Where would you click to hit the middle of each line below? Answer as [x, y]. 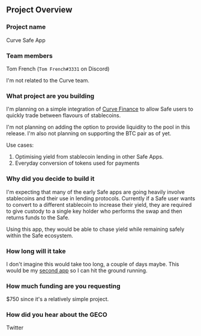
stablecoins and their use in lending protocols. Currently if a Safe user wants [101, 198]
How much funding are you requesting [64, 286]
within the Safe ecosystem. [40, 235]
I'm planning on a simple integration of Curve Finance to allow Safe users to [100, 109]
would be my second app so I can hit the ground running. [77, 270]
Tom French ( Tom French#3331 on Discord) [58, 69]
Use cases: [20, 145]
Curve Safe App [26, 40]
